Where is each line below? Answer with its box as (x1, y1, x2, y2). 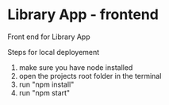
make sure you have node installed (18, 62, 133, 72)
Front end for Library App (7, 32, 90, 41)
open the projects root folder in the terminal (18, 71, 162, 80)
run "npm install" (18, 80, 75, 89)
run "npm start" (18, 87, 71, 97)
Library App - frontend (7, 6, 159, 24)
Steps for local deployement (7, 47, 100, 56)
